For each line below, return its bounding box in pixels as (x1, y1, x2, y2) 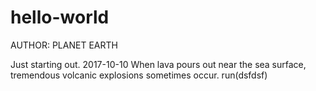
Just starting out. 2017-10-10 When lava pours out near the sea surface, (10, 58, 307, 70)
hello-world (10, 6, 110, 29)
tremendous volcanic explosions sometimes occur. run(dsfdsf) (10, 69, 268, 81)
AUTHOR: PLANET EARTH (10, 39, 118, 51)
